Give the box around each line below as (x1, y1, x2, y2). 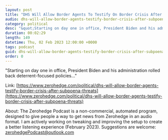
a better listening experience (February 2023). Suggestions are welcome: (5, 124, 156, 130)
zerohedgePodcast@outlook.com (5, 129, 74, 135)
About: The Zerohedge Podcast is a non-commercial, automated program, (5, 108, 158, 114)
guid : (5, 49, 16, 54)
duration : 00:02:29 (5, 30, 46, 35)
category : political (5, 21, 48, 26)
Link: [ (5, 82, 18, 88)
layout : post (5, 7, 32, 12)
